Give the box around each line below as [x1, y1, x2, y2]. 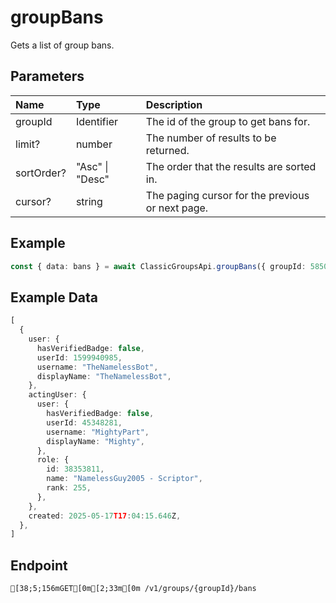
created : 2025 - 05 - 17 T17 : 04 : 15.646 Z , [28, 511, 182, 521]
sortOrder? [15, 166, 67, 180]
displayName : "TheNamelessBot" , [36, 371, 172, 381]
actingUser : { [28, 390, 87, 400]
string [75, 194, 103, 208]
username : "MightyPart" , [46, 427, 150, 437]
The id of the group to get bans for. [145, 114, 311, 128]
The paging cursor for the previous [145, 188, 310, 202]
